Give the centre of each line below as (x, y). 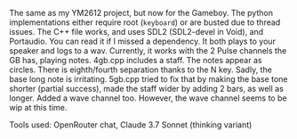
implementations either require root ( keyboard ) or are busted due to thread (145, 22)
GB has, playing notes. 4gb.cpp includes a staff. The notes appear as (136, 60)
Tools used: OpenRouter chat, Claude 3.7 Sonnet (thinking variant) (131, 125)
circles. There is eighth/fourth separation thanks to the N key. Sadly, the (141, 69)
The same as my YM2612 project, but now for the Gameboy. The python (141, 13)
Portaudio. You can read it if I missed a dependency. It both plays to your (142, 41)
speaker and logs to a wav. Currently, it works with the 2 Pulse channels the (148, 51)
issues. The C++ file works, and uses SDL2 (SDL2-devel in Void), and (136, 32)
